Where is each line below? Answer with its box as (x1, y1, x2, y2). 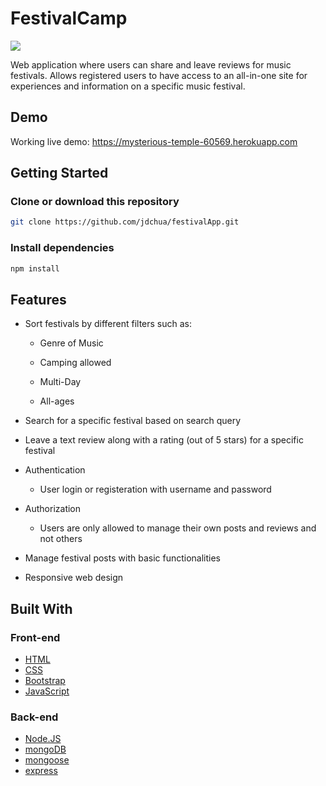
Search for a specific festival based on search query (24, 415, 242, 427)
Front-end (10, 630, 61, 644)
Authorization (24, 503, 82, 515)
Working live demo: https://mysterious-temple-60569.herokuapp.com (10, 135, 298, 147)
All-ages (39, 395, 75, 407)
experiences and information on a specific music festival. (10, 80, 246, 92)
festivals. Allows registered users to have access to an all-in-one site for (10, 69, 308, 81)
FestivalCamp (10, 7, 128, 30)
